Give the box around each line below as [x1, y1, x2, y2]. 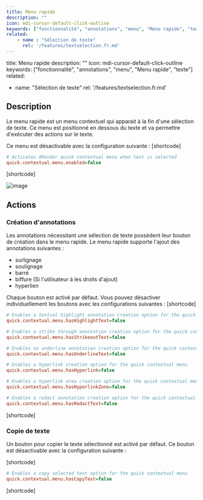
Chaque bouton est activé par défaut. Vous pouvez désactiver [6, 294, 161, 301]
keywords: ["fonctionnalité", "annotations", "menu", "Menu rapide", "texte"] [6, 65, 193, 73]
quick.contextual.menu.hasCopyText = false [6, 476, 112, 482]
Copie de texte [6, 427, 50, 435]
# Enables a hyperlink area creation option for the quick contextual [6, 378, 188, 385]
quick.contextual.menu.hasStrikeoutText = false [6, 334, 126, 340]
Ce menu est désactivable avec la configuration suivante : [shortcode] [6, 142, 181, 149]
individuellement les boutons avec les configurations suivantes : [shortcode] [6, 301, 196, 308]
